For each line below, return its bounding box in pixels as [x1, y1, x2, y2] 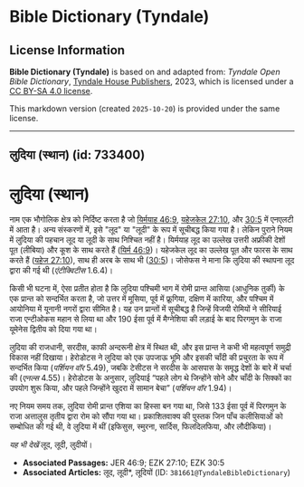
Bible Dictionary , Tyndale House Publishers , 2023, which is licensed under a [9, 76, 294, 87]
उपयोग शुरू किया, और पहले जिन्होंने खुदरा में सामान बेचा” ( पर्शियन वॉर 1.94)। [9, 383, 233, 394]
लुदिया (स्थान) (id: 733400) [9, 148, 146, 163]
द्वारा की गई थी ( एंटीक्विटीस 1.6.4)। [9, 265, 113, 276]
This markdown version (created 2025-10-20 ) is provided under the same [9, 103, 280, 114]
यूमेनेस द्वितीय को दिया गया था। [9, 324, 98, 335]
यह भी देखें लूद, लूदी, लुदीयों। [9, 439, 93, 450]
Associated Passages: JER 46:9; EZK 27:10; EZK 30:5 [22, 457, 225, 468]
